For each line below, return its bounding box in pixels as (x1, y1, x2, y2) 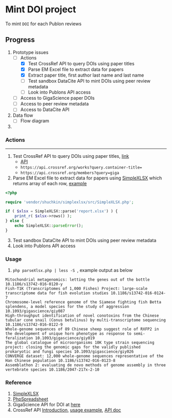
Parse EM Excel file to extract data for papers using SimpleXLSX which (12, 175, 162, 181)
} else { (5, 219, 24, 224)
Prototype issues (12, 49, 49, 55)
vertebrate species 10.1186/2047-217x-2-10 (5, 367, 100, 372)
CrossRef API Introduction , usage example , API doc (12, 407, 121, 413)
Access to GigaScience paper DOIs (20, 95, 95, 101)
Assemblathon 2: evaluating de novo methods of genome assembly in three (5, 362, 166, 368)
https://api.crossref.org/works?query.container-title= (20, 165, 142, 170)
